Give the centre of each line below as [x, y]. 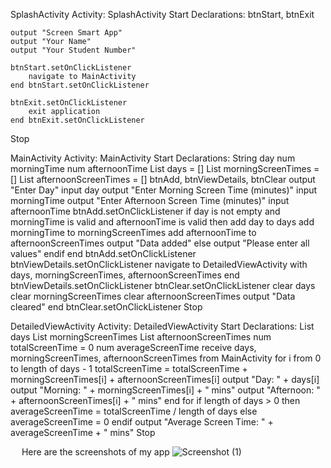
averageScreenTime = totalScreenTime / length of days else [134, 411]
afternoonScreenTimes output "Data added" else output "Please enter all [160, 243]
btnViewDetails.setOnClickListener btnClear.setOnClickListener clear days [163, 285]
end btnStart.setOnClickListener [80, 85]
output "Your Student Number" [73, 50]
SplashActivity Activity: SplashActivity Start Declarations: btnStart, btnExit [162, 14]
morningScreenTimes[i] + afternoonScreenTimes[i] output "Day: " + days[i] [165, 379]
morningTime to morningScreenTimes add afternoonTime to [133, 232]
